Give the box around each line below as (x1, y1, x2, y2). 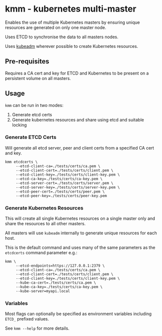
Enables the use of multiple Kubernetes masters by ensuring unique (5, 19, 140, 25)
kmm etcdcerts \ (5, 159, 38, 164)
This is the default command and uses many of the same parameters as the (5, 244, 156, 250)
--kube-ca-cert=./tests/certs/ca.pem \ (15, 280, 96, 285)
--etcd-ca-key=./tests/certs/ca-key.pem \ (15, 176, 103, 181)
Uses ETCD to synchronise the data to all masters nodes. (5, 34, 118, 40)
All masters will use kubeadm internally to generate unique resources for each (5, 230, 157, 236)
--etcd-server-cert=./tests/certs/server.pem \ (15, 181, 114, 185)
